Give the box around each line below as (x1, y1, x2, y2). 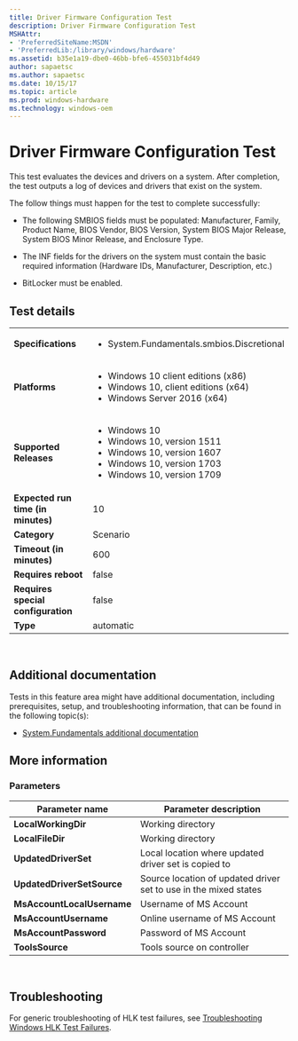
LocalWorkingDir (13, 817, 87, 830)
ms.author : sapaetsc (9, 71, 86, 80)
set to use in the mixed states (140, 883, 263, 895)
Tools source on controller (140, 941, 250, 953)
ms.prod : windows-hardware (9, 95, 109, 105)
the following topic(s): (9, 710, 90, 721)
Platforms (13, 381, 56, 393)
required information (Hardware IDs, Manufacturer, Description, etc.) (21, 261, 273, 272)
